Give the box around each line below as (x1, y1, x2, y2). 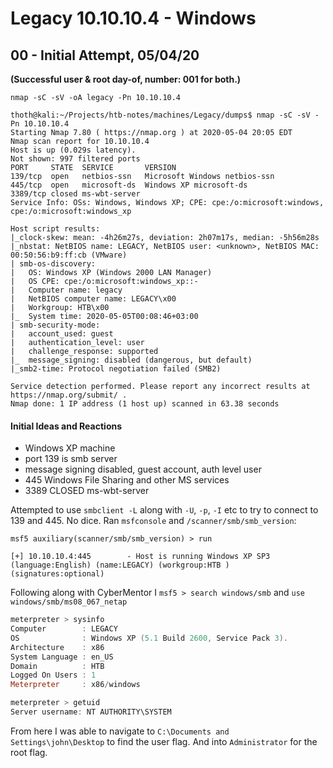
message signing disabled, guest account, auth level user (24, 463, 262, 476)
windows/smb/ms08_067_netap (10, 597, 128, 607)
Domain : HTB (10, 661, 105, 671)
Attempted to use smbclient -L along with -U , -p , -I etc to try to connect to (10, 504, 319, 516)
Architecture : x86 (10, 642, 105, 652)
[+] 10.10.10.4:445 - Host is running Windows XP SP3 (10, 552, 271, 562)
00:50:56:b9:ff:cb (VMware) (10, 250, 128, 260)
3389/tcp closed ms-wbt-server (10, 189, 141, 199)
